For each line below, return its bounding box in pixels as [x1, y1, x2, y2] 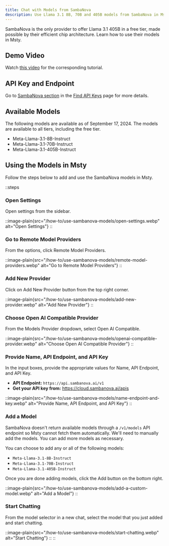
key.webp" [5, 400, 28, 406]
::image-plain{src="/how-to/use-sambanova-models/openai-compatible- [5, 335, 157, 341]
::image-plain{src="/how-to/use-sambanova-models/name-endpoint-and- [5, 395, 160, 401]
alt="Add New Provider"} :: [38, 301, 94, 308]
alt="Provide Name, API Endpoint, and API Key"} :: [28, 400, 132, 406]
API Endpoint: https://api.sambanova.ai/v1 [12, 380, 104, 386]
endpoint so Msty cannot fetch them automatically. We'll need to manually [5, 430, 159, 436]
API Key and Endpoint [5, 79, 74, 88]
